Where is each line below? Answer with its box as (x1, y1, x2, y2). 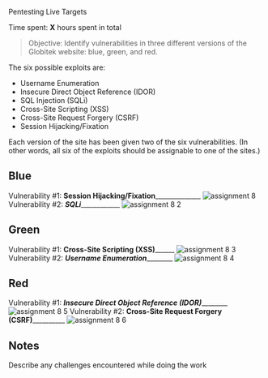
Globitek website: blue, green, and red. (28, 47, 158, 56)
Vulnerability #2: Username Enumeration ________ (8, 253, 173, 263)
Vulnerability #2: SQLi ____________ (8, 199, 120, 209)
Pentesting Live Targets (8, 7, 87, 16)
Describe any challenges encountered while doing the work (8, 360, 207, 370)
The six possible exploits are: (8, 62, 106, 72)
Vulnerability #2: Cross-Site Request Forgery (69, 307, 223, 316)
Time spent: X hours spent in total (8, 23, 121, 32)
